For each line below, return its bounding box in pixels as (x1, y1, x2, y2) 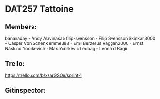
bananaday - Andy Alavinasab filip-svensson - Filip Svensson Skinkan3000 (5, 35, 156, 41)
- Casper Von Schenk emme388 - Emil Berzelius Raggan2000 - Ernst (5, 41, 144, 46)
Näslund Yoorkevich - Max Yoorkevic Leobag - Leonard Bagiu (5, 46, 128, 51)
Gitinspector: (5, 86, 46, 95)
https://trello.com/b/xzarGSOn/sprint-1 (5, 72, 82, 78)
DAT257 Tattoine (5, 3, 74, 14)
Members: (5, 23, 37, 31)
